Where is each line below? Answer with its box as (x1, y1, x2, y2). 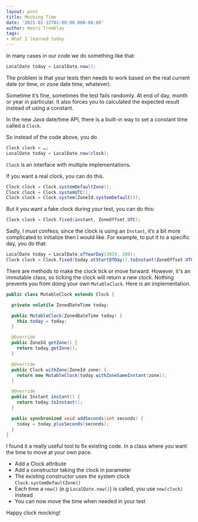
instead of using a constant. (6, 104, 74, 111)
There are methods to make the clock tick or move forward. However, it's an (6, 267, 191, 275)
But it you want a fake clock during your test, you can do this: (6, 206, 155, 213)
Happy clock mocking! (6, 509, 61, 516)
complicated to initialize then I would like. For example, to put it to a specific (6, 234, 190, 241)
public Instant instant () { (11, 394, 81, 400)
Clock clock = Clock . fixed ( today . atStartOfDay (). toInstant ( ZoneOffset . (6, 257, 186, 263)
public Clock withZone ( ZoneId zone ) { (11, 366, 107, 373)
